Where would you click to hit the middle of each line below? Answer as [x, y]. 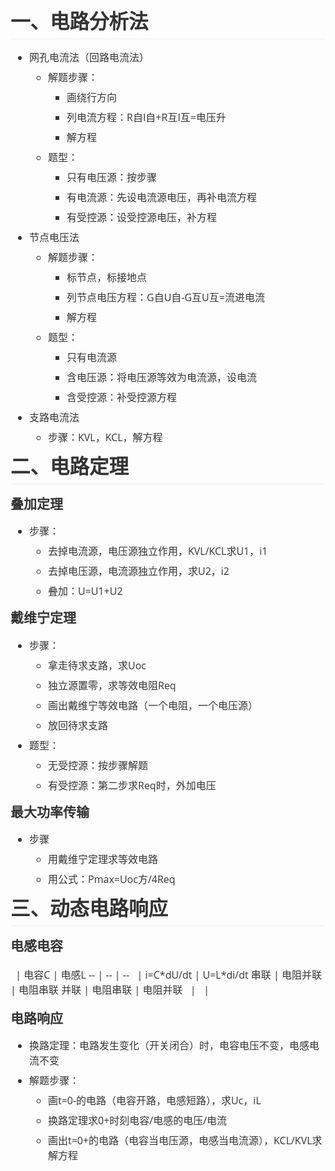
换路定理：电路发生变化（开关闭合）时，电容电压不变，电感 [169, 1045]
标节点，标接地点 [107, 277]
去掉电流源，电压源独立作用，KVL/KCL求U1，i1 [158, 551]
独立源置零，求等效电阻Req [112, 685]
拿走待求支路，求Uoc [97, 665]
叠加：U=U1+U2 [85, 591]
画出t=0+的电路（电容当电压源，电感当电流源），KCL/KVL [180, 1140]
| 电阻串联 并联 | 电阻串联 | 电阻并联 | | [110, 989]
